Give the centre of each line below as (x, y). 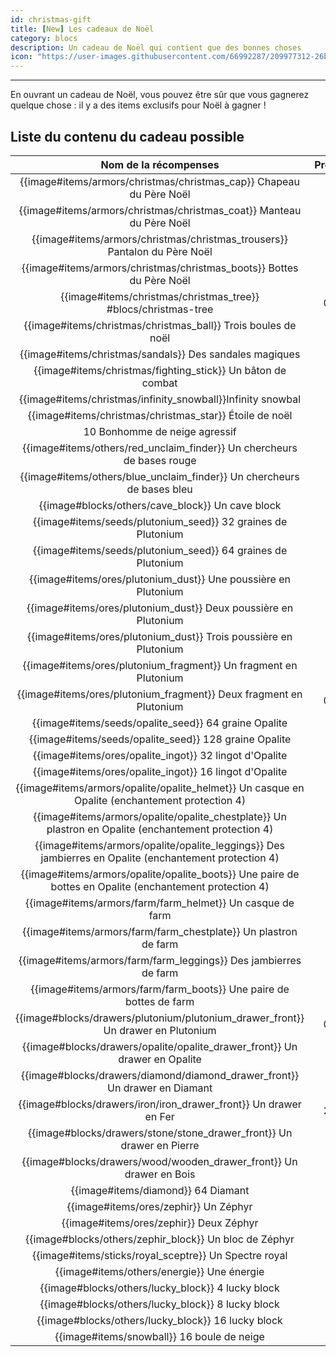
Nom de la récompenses (160, 164)
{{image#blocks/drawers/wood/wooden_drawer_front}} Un (159, 1161)
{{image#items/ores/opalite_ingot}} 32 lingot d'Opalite (160, 755)
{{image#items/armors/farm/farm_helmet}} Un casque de (160, 903)
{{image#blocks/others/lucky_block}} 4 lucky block (159, 1288)
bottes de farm (160, 1001)
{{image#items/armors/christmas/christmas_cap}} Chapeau (159, 181)
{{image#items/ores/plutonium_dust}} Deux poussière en (160, 608)
